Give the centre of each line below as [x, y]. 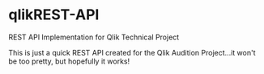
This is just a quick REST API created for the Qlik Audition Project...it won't [132, 52]
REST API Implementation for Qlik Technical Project [94, 37]
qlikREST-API [54, 15]
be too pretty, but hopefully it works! [69, 61]
